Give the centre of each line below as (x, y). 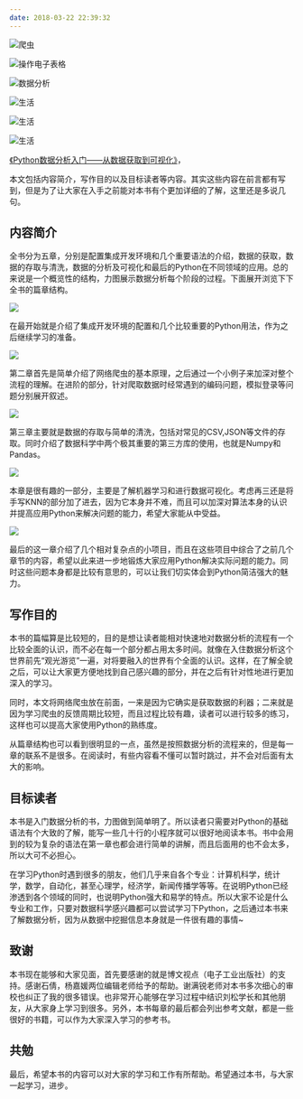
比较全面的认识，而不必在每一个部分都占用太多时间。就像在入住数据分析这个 (151, 649)
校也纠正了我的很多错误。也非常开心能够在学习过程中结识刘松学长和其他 (143, 997)
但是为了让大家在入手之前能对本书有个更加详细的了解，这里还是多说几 (155, 190)
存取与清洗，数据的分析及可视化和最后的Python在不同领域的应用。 (149, 267)
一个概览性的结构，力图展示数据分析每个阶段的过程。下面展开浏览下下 (163, 279)
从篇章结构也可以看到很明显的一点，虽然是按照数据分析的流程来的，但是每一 (151, 744)
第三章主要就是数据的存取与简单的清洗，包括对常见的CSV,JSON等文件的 (143, 432)
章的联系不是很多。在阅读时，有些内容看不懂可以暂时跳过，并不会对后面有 (147, 756)
